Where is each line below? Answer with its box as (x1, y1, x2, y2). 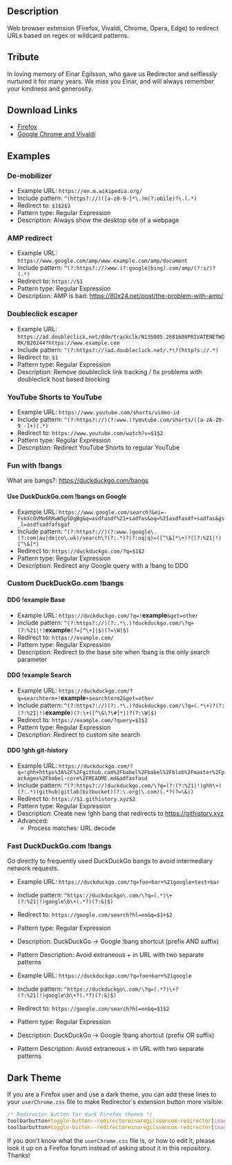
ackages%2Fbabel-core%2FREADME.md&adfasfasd (17, 775, 148, 782)
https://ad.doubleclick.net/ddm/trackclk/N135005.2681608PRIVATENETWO (17, 333, 225, 340)
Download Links (7, 104, 78, 116)
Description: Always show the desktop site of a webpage (17, 216, 180, 224)
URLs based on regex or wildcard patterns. (7, 31, 130, 39)
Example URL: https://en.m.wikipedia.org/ (17, 187, 143, 195)
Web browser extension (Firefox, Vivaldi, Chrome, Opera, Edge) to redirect (7, 24, 219, 32)
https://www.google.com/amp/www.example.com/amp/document (17, 257, 188, 265)
